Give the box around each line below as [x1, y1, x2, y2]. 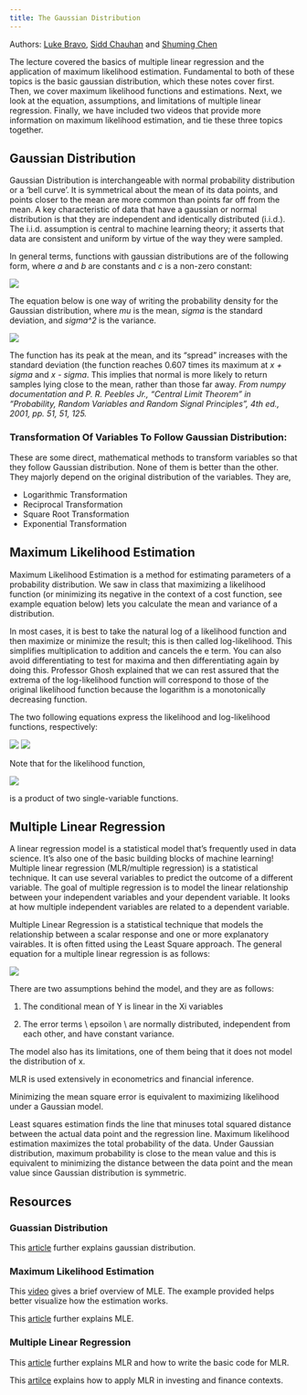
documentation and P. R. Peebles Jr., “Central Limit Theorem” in [9, 389, 251, 400]
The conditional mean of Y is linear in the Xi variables [22, 1001, 224, 1012]
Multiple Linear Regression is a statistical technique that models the [9, 919, 263, 930]
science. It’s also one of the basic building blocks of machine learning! [9, 853, 274, 864]
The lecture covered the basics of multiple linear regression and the [9, 56, 265, 67]
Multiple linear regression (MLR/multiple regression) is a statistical [9, 863, 259, 874]
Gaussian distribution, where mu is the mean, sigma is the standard [9, 306, 263, 317]
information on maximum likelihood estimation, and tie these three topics [9, 114, 283, 125]
